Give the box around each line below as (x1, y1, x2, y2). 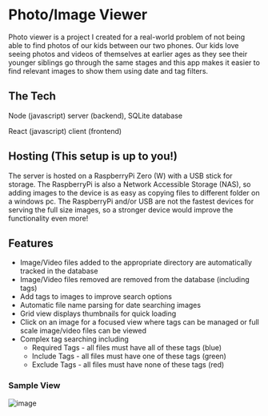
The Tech (8, 90, 56, 103)
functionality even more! (8, 213, 89, 223)
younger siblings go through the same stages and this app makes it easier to (8, 58, 260, 67)
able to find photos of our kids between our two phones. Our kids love (8, 40, 239, 50)
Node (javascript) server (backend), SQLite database (8, 111, 182, 120)
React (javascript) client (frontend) (8, 126, 122, 135)
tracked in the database (19, 266, 98, 276)
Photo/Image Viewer (8, 6, 148, 24)
